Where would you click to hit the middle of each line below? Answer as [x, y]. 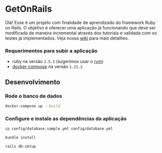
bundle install [21, 137]
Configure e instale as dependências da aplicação [66, 118]
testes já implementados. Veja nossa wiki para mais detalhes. [67, 38]
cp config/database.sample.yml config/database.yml [59, 129]
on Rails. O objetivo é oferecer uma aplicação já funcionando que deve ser [81, 27]
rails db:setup [21, 146]
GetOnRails [29, 9]
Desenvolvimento [33, 82]
